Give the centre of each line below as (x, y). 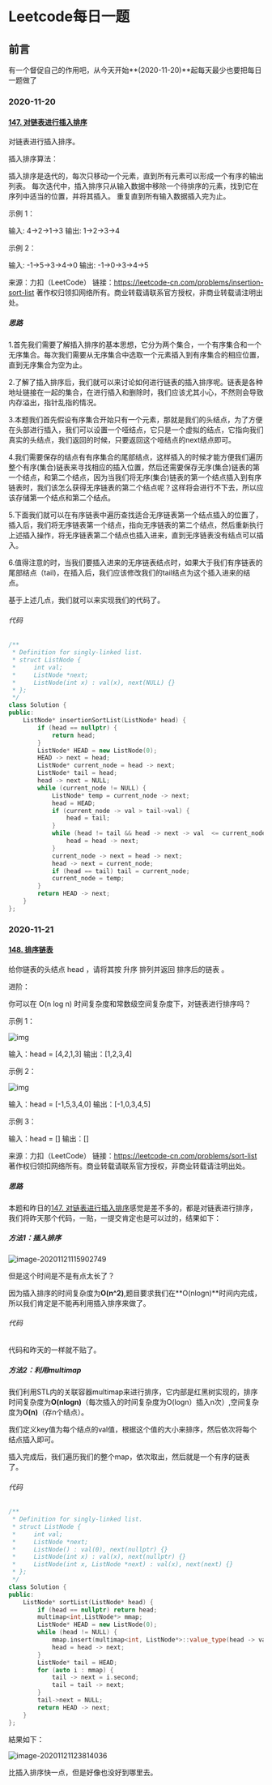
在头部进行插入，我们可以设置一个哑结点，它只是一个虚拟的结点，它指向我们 (136, 430)
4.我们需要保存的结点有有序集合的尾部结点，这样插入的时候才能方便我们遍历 (136, 457)
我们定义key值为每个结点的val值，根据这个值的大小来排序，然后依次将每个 (133, 1430)
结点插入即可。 (33, 1440)
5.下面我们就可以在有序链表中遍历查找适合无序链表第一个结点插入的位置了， (136, 515)
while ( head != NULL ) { (77, 1633)
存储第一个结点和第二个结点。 (65, 498)
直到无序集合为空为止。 (47, 365)
